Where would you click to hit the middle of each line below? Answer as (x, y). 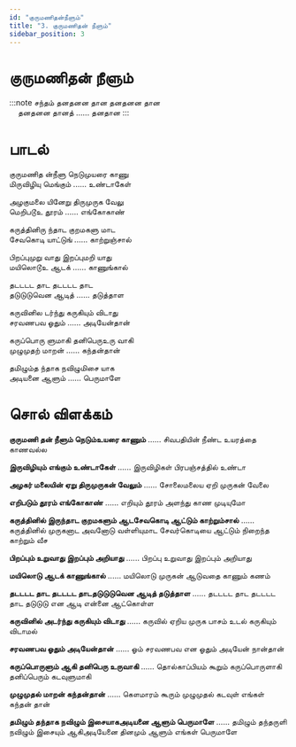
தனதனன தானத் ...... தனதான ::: (73, 113)
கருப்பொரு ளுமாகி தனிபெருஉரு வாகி (72, 340)
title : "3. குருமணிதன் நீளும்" (61, 26)
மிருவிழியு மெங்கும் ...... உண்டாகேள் (70, 184)
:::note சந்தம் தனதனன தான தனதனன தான (85, 103)
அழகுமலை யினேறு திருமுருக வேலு (67, 202)
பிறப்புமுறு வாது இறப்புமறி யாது (61, 257)
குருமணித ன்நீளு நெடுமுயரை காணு (69, 175)
